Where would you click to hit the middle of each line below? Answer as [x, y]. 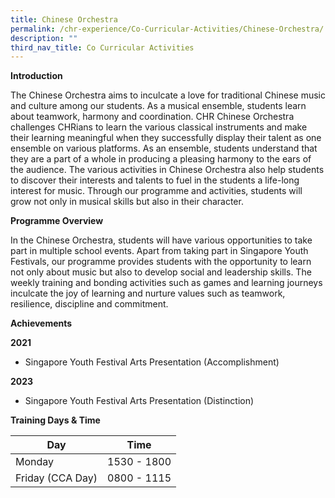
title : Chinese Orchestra [64, 19]
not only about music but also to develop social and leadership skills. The [161, 272]
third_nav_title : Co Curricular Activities [102, 47]
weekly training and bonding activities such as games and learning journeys [166, 283]
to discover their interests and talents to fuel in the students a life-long [155, 180]
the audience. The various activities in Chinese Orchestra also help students [167, 170]
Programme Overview [57, 221]
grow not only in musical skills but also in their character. [127, 202]
